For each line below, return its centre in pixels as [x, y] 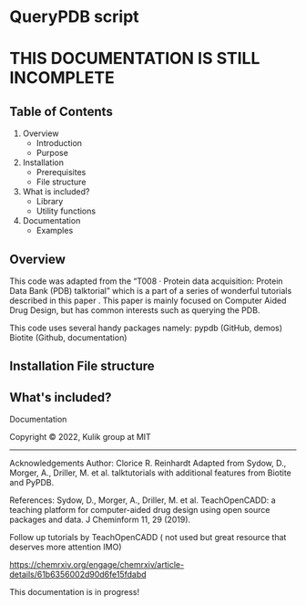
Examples [55, 231]
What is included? [56, 192]
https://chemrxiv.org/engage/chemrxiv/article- [97, 565]
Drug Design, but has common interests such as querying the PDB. [135, 310]
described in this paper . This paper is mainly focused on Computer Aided [148, 300]
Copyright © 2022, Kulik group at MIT [81, 437]
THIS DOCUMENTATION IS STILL [135, 59]
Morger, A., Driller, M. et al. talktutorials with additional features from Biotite [150, 473]
